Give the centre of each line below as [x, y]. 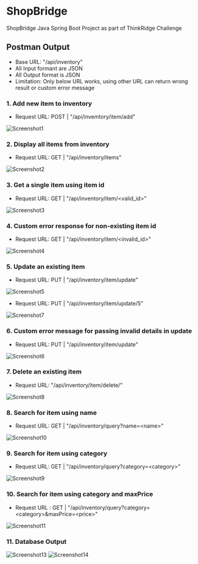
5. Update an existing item [46, 266]
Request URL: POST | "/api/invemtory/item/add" [75, 117]
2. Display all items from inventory [58, 144]
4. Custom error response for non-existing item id [81, 226]
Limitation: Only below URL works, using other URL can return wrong [101, 81]
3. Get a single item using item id [55, 185]
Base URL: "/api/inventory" [49, 61]
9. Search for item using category [57, 453]
